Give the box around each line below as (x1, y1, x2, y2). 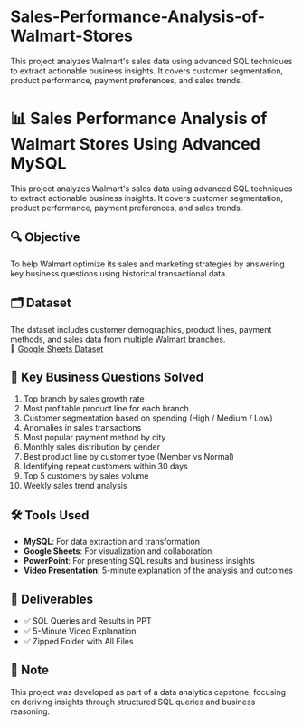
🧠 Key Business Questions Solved (10, 369, 204, 384)
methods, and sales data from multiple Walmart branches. (10, 334, 226, 344)
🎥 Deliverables (10, 591, 94, 606)
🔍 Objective (10, 229, 80, 246)
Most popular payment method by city (23, 432, 166, 443)
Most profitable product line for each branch (23, 403, 189, 414)
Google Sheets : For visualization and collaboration (23, 546, 212, 557)
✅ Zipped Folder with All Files (23, 635, 134, 646)
